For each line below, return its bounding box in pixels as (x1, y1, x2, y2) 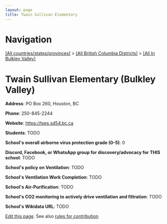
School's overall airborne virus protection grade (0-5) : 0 (5, 139, 125, 146)
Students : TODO (5, 130, 40, 136)
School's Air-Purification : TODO (5, 184, 74, 190)
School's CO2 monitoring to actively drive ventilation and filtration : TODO (5, 194, 162, 200)
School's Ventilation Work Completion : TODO (5, 174, 102, 180)
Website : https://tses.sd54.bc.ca (5, 120, 74, 126)
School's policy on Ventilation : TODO (5, 165, 85, 171)
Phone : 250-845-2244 (5, 110, 53, 116)
